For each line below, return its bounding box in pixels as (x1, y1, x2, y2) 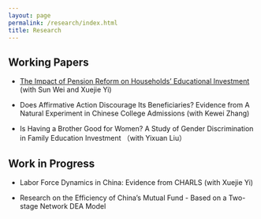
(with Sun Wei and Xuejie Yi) (19, 85, 112, 95)
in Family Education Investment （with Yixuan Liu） (19, 134, 187, 143)
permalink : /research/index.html (8, 19, 118, 27)
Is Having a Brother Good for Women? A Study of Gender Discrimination (19, 124, 254, 134)
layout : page (8, 11, 51, 20)
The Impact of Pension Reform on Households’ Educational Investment (19, 77, 250, 86)
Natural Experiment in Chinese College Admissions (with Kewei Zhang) (19, 108, 250, 119)
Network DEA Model (39, 202, 106, 210)
